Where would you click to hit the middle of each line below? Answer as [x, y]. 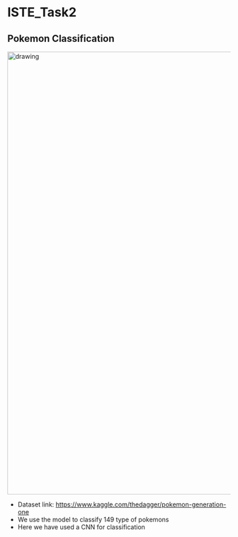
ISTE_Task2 [42, 12]
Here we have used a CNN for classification [81, 527]
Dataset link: [36, 504]
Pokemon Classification [61, 39]
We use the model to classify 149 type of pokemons [93, 519]
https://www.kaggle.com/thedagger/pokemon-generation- [141, 504]
